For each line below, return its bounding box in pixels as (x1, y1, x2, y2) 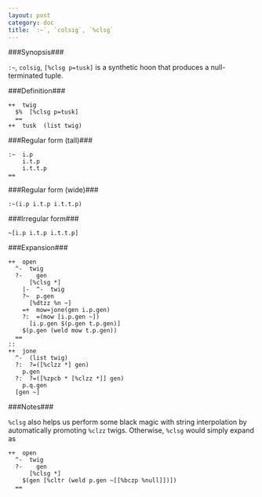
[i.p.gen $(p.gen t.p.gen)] (28, 320, 122, 328)
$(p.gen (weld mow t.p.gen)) (22, 327, 118, 335)
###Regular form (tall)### (8, 136, 93, 145)
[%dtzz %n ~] (28, 299, 72, 307)
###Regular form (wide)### (8, 185, 99, 194)
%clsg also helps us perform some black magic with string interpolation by (8, 417, 247, 427)
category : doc (8, 19, 55, 27)
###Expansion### (8, 243, 68, 252)
